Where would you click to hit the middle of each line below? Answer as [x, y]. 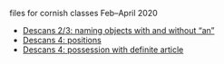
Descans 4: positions [62, 40]
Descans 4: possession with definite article [103, 50]
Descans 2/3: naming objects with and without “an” [118, 30]
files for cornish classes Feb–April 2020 [84, 13]
